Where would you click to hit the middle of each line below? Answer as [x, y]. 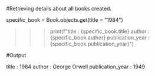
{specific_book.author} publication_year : [100, 37]
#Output [16, 55]
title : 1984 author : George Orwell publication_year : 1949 [76, 67]
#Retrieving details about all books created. [59, 9]
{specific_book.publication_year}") [92, 44]
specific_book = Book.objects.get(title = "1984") [65, 20]
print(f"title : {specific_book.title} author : [100, 31]
